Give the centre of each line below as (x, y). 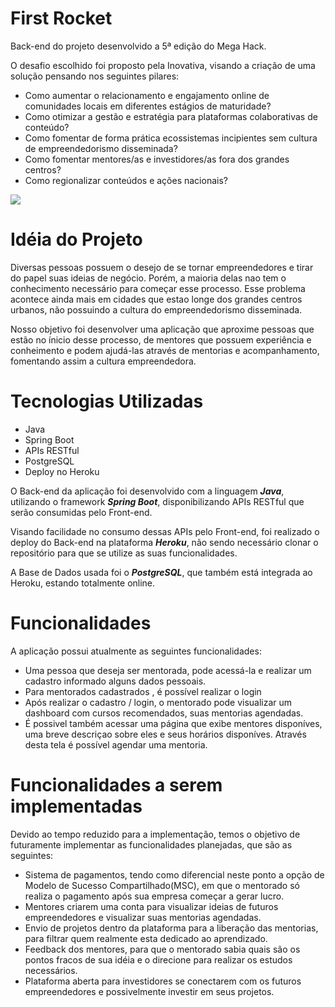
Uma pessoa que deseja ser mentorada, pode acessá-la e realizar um (168, 670)
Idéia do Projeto (76, 239)
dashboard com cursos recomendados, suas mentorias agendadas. (164, 713)
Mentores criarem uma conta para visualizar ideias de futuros (151, 906)
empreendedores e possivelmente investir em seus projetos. (149, 991)
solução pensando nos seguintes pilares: (95, 76)
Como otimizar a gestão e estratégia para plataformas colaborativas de (171, 116)
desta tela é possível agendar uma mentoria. (116, 744)
